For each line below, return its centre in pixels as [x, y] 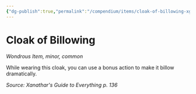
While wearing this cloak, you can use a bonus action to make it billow [90, 67]
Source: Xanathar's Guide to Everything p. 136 [62, 85]
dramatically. [21, 74]
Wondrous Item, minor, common [45, 56]
